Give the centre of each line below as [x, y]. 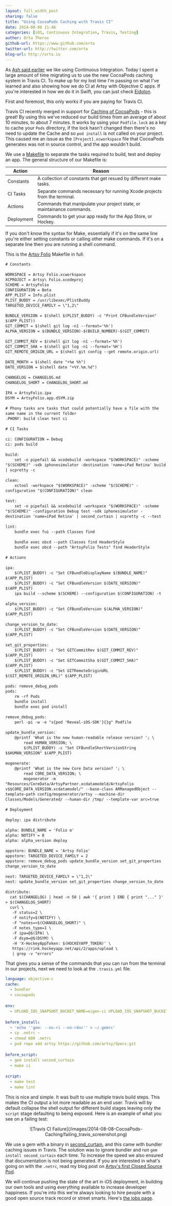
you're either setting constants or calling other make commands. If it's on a [84, 239]
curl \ [17, 907]
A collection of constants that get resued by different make [99, 179]
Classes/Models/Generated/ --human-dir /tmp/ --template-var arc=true [82, 799]
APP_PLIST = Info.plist [31, 295]
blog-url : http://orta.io [33, 54]
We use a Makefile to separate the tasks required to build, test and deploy [83, 154]
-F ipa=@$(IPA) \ [31, 933]
